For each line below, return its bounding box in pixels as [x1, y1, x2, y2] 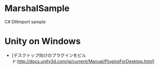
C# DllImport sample [4, 19, 46, 25]
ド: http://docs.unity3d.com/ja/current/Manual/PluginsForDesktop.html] [11, 58, 155, 64]
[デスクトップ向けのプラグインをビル [11, 52, 86, 58]
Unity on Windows [4, 36, 81, 47]
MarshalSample [4, 3, 70, 14]
